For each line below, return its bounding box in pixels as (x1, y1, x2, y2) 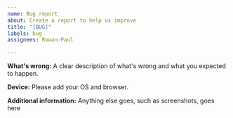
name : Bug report (7, 10, 58, 18)
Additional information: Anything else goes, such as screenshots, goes (7, 96, 215, 105)
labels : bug (7, 29, 42, 37)
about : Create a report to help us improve (7, 17, 137, 24)
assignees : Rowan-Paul (7, 37, 74, 44)
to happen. (7, 70, 39, 78)
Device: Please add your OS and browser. (7, 83, 128, 91)
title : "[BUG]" (7, 23, 52, 30)
